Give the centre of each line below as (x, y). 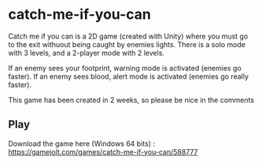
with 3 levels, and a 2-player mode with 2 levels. (87, 53)
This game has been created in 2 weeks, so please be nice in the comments (131, 100)
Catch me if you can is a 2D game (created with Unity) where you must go (128, 36)
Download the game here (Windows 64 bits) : (82, 144)
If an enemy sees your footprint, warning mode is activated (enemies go (125, 67)
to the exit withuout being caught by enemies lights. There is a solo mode (127, 44)
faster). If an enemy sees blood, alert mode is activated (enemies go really (129, 76)
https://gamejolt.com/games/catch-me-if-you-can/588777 (103, 151)
